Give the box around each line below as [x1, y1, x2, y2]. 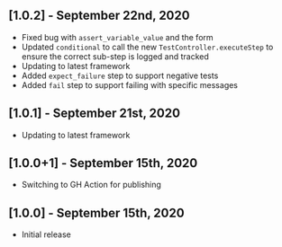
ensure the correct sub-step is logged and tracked [21, 50, 209, 62]
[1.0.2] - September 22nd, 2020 [8, 8, 190, 23]
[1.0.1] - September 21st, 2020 [8, 106, 181, 121]
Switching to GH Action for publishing [21, 180, 161, 190]
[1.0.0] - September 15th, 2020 [8, 205, 186, 220]
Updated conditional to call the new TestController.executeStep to [21, 41, 274, 52]
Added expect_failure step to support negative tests [21, 70, 219, 81]
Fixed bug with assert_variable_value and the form [21, 31, 214, 42]
